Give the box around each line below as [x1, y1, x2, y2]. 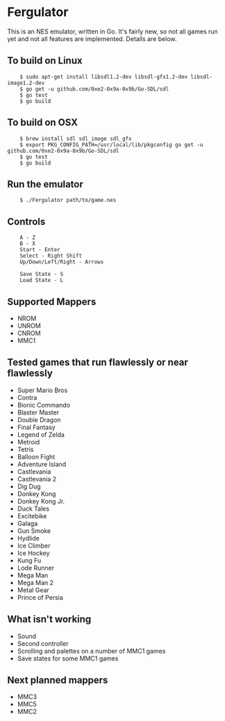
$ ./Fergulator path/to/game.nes [19, 196, 117, 204]
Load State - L [19, 277, 64, 284]
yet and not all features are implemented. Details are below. [7, 34, 177, 42]
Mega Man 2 [17, 578, 54, 587]
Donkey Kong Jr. [17, 497, 65, 505]
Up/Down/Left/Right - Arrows [19, 258, 104, 265]
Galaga [17, 519, 38, 527]
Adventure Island [17, 460, 67, 468]
